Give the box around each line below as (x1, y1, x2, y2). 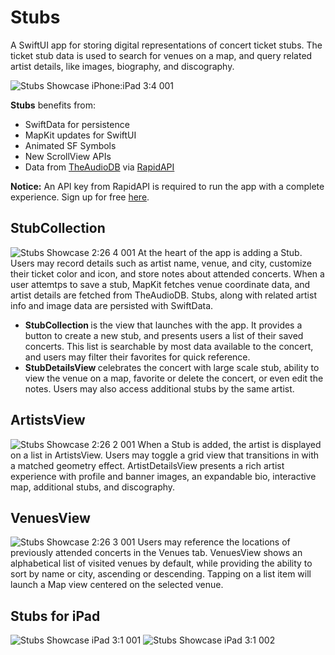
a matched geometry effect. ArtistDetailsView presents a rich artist (10, 459, 285, 471)
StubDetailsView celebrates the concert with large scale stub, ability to (24, 361, 320, 373)
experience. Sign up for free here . (10, 191, 150, 203)
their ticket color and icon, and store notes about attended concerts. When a (10, 267, 325, 280)
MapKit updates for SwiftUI (24, 129, 137, 141)
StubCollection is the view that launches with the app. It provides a (24, 319, 303, 331)
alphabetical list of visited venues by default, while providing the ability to (10, 557, 313, 570)
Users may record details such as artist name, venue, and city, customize (10, 257, 313, 269)
